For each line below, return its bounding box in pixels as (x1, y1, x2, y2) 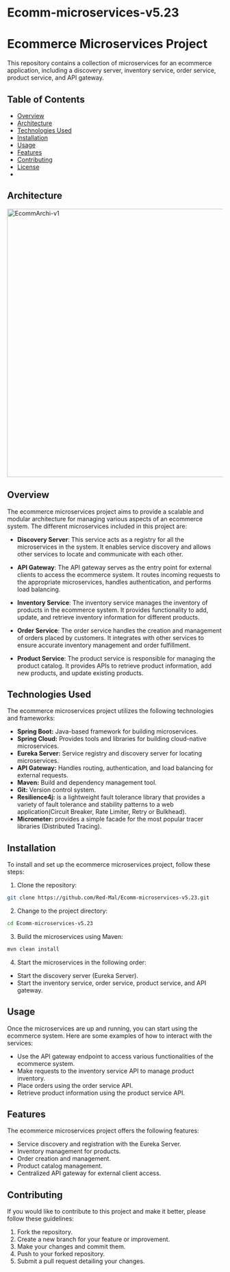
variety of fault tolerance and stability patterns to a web (16, 800, 174, 808)
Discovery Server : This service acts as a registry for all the (16, 535, 185, 543)
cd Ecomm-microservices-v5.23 (7, 920, 94, 927)
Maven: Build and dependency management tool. (16, 778, 157, 787)
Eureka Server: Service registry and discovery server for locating (16, 749, 203, 758)
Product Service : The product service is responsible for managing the (16, 654, 216, 662)
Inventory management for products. (16, 1147, 121, 1155)
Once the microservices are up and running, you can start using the (7, 1024, 198, 1032)
